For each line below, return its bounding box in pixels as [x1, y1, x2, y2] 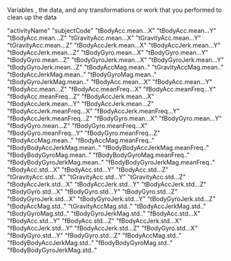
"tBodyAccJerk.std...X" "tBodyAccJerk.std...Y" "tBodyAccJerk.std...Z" [7, 180, 207, 188]
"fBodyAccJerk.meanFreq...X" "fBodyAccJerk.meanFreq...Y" [7, 107, 181, 115]
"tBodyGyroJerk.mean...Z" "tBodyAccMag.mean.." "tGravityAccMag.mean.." [7, 63, 224, 71]
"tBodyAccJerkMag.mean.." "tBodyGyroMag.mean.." [7, 70, 157, 79]
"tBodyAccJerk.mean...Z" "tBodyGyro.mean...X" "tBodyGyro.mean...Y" [7, 48, 209, 56]
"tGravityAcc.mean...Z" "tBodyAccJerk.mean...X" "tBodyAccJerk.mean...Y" [7, 41, 221, 49]
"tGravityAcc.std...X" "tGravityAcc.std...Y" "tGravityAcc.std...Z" [7, 173, 186, 181]
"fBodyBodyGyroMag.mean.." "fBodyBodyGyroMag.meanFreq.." [7, 151, 190, 159]
